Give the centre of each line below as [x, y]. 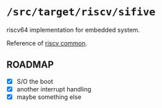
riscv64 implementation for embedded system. [73, 30]
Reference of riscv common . [47, 43]
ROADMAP [30, 65]
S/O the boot [35, 81]
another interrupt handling [54, 89]
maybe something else [49, 97]
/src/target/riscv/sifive [81, 12]
